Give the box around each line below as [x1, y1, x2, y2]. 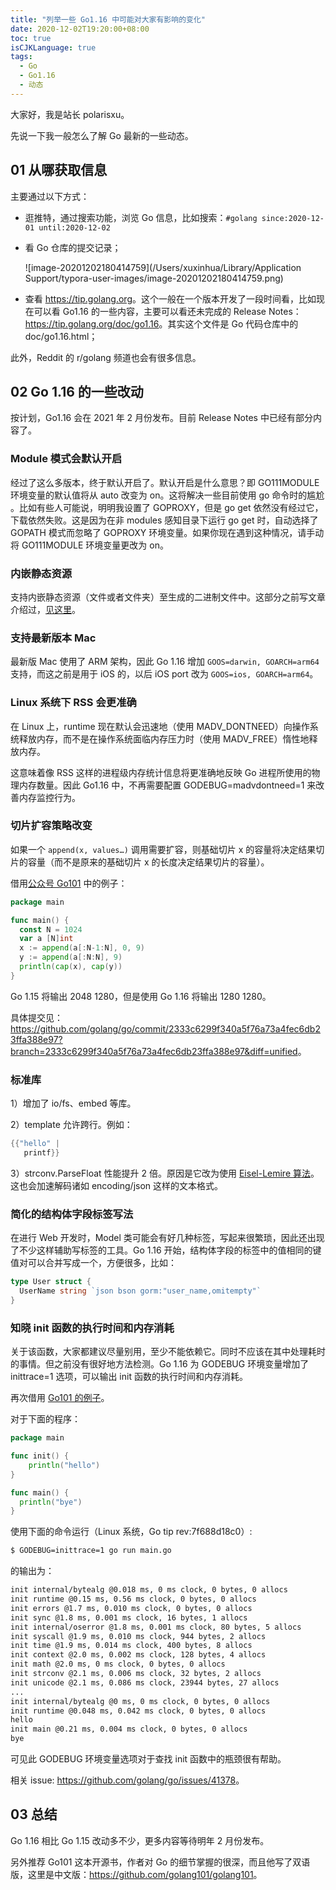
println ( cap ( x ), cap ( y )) [19, 962, 123, 972]
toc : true [10, 33, 52, 43]
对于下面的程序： [10, 1413, 81, 1425]
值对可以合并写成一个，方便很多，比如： [10, 1257, 177, 1269]
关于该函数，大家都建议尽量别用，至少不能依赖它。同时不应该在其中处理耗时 [10, 1346, 326, 1358]
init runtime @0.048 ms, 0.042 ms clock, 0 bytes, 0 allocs [10, 1706, 267, 1716]
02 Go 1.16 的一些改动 [10, 383, 144, 400]
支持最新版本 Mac [10, 631, 97, 645]
